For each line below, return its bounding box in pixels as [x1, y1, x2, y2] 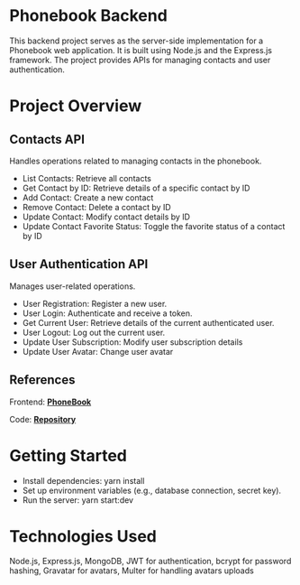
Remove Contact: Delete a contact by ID [22, 201, 171, 212]
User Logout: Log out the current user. [22, 327, 166, 338]
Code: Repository [9, 413, 77, 424]
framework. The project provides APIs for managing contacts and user [9, 54, 271, 65]
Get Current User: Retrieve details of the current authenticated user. [22, 317, 275, 328]
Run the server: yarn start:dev [22, 494, 133, 506]
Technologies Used [9, 525, 158, 546]
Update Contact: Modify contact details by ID [22, 211, 191, 222]
